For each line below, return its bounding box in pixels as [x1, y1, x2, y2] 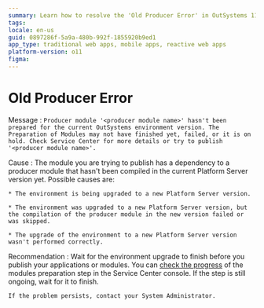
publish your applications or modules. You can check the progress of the [8, 260, 244, 269]
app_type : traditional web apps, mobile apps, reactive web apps [8, 41, 226, 49]
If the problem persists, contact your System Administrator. [8, 291, 216, 299]
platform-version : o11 [8, 48, 82, 56]
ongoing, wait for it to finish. [8, 277, 100, 286]
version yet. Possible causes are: [8, 174, 115, 184]
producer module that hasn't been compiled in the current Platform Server [8, 166, 249, 175]
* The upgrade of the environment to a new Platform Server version [8, 231, 237, 239]
